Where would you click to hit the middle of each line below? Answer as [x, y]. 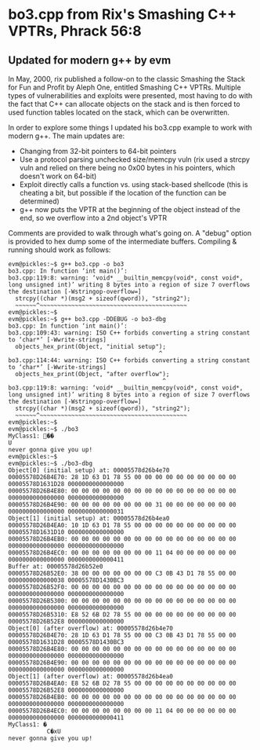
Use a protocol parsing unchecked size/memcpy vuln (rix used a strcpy [135, 159]
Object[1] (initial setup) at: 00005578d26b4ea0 [89, 518]
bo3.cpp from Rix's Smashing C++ [123, 15]
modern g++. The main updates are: [67, 136]
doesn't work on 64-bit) [58, 176]
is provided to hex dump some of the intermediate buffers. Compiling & [123, 241]
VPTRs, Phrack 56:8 [75, 31]
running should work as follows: [60, 250]
